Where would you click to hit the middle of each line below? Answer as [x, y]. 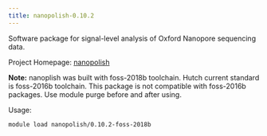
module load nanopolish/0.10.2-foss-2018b [80, 124]
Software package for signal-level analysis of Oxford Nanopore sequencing [132, 38]
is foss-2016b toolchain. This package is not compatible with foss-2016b [128, 86]
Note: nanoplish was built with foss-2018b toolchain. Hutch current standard [134, 77]
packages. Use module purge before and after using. [95, 94]
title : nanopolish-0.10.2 [51, 16]
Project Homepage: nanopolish [59, 62]
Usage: [20, 110]
